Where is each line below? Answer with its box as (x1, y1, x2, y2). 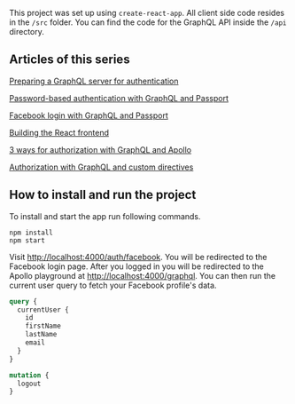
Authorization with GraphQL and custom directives (9, 162, 194, 172)
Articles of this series (9, 52, 130, 67)
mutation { (9, 370, 50, 380)
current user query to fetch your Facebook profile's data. (9, 280, 217, 290)
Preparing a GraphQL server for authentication (9, 75, 179, 86)
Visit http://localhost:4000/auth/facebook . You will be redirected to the (9, 251, 268, 262)
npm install (9, 228, 53, 237)
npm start (9, 235, 46, 245)
